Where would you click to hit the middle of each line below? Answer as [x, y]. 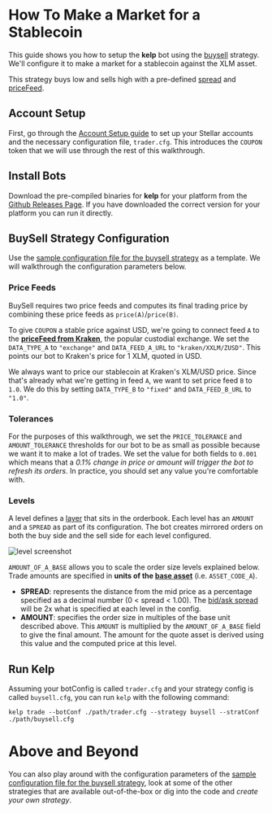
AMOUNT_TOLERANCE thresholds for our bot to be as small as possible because [134, 444]
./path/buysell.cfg [41, 719]
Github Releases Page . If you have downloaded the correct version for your [134, 204]
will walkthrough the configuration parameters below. [97, 267]
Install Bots [37, 176]
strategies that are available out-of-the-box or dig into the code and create [133, 792]
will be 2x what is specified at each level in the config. [110, 609]
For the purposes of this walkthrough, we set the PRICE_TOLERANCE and [125, 436]
